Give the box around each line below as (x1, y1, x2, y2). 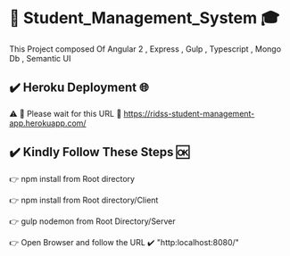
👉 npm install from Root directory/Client (9, 194, 159, 205)
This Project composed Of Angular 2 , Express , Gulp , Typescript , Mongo (9, 43, 282, 54)
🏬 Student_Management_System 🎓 (9, 8, 280, 29)
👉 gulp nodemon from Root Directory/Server (9, 216, 176, 227)
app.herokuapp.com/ (9, 118, 87, 128)
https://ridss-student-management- (123, 108, 255, 119)
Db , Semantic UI (9, 53, 71, 63)
